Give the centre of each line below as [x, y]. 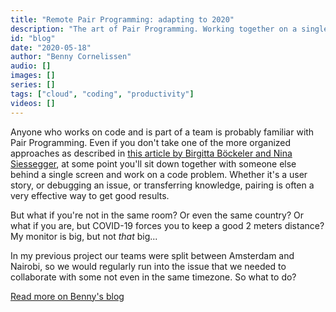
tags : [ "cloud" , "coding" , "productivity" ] [102, 94]
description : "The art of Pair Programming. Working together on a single [169, 29]
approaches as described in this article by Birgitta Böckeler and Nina [151, 153]
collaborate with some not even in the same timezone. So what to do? [153, 277]
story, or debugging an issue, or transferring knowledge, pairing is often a [162, 185]
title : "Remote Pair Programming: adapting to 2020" [122, 19]
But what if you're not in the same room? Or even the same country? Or [157, 215]
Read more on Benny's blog [67, 296]
